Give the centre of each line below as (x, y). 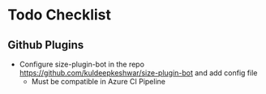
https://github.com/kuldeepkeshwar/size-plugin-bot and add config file (138, 73)
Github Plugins (46, 45)
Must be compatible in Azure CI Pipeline (98, 81)
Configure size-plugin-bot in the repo (82, 64)
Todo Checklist (59, 15)
